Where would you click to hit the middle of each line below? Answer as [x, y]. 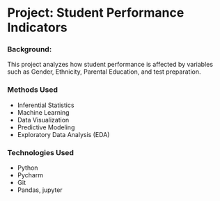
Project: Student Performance [96, 13]
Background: [30, 49]
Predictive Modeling [46, 127]
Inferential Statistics [46, 105]
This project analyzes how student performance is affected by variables [110, 65]
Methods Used [32, 90]
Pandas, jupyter [40, 190]
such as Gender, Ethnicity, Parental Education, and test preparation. [104, 72]
